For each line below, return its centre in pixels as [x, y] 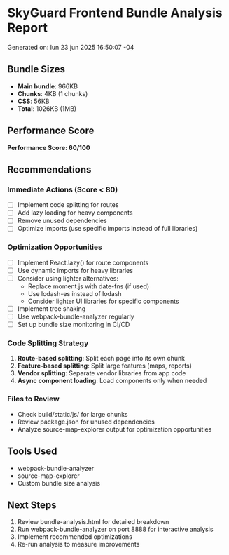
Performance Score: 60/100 [49, 147]
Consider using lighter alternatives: [68, 278]
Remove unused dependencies [62, 221]
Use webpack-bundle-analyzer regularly [76, 316]
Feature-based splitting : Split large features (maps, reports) [105, 366]
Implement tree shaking [51, 308]
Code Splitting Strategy [48, 343]
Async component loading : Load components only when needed [112, 381]
